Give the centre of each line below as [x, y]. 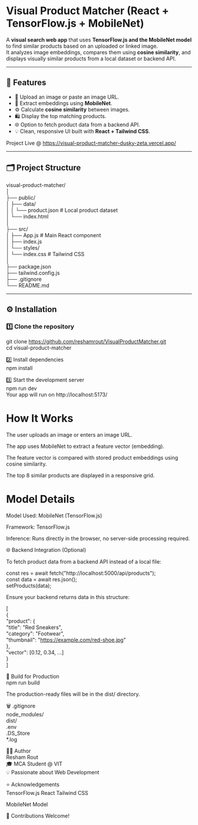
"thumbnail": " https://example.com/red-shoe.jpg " [66, 640]
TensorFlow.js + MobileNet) [75, 23]
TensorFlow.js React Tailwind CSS [47, 793]
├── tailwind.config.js [33, 273]
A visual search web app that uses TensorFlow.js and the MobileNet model [99, 40]
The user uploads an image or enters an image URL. [69, 435]
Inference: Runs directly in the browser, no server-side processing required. [98, 539]
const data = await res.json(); [42, 580]
